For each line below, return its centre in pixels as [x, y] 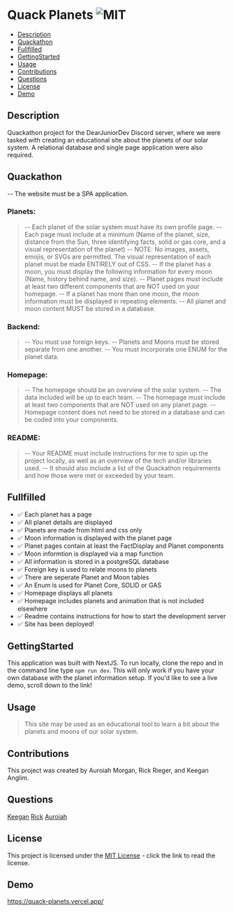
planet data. [42, 357]
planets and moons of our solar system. [81, 732]
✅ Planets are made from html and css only [80, 530]
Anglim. [18, 778]
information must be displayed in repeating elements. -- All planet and [125, 301]
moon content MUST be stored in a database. [90, 308]
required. [20, 154]
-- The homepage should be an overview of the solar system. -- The [123, 390]
